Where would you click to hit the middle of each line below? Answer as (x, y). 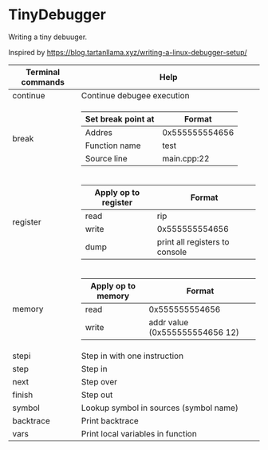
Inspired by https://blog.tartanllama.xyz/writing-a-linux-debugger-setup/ (128, 52)
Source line (106, 158)
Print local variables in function (139, 433)
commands (43, 82)
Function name (113, 145)
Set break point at (120, 119)
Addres (99, 132)
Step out (97, 395)
